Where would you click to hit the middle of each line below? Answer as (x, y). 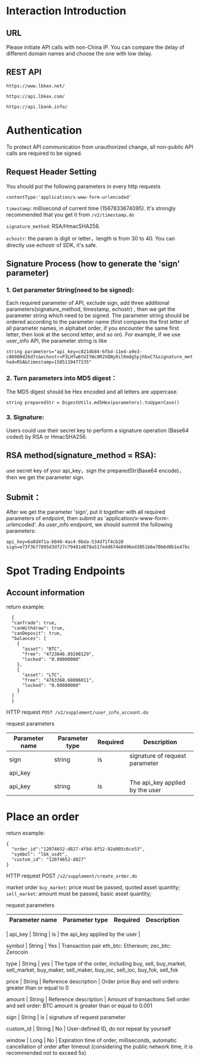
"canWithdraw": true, (38, 628)
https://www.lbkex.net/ (36, 86)
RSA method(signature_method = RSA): (81, 456)
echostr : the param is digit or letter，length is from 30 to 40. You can (91, 238)
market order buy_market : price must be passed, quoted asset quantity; (93, 888)
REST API (24, 72)
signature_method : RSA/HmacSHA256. (53, 226)
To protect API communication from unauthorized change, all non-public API (100, 146)
